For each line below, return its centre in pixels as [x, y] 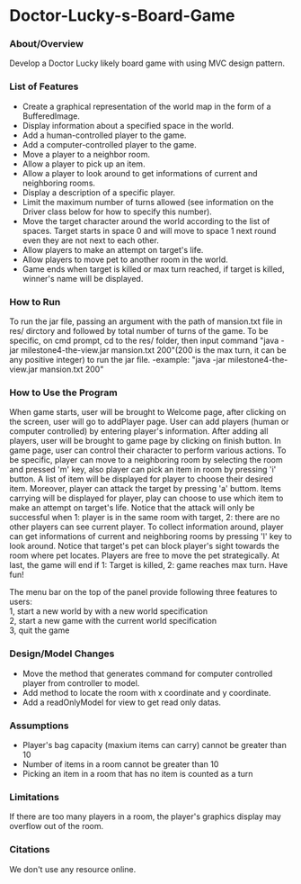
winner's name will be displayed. [83, 278]
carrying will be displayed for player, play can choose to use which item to [146, 498]
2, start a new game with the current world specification [113, 621]
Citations [30, 850]
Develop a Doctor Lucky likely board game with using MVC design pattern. [147, 63]
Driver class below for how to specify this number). [117, 212]
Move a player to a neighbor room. [86, 154]
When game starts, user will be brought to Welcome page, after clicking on [148, 412]
